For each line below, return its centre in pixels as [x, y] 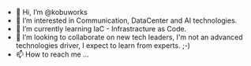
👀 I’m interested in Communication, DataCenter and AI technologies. [126, 20]
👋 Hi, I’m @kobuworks [52, 12]
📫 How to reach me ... [52, 54]
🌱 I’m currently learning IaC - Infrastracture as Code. [101, 29]
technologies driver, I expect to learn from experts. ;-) [103, 46]
